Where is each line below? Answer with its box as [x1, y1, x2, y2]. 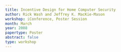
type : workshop [5, 40, 37, 45]
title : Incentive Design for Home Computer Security [5, 7, 116, 12]
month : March [5, 21, 32, 26]
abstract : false [5, 35, 39, 40]
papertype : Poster [5, 30, 43, 35]
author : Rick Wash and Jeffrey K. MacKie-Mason [5, 12, 105, 17]
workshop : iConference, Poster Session [5, 16, 87, 21]
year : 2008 [5, 26, 28, 31]
